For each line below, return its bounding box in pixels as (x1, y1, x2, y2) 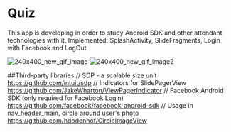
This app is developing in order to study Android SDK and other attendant (7, 28, 222, 37)
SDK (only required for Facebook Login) (7, 94, 124, 102)
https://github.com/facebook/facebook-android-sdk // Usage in (7, 101, 194, 109)
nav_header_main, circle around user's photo (7, 109, 139, 117)
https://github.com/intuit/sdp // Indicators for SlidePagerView (7, 78, 187, 87)
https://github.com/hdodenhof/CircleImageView (7, 116, 148, 125)
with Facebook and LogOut (7, 43, 87, 52)
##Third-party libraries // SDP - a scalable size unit (7, 71, 157, 79)
